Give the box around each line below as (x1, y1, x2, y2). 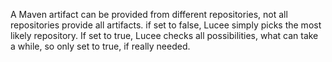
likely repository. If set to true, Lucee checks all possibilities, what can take (10, 30, 319, 41)
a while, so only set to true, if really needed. (10, 40, 191, 52)
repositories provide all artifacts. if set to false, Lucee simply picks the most (10, 19, 322, 31)
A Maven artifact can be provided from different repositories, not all (10, 9, 288, 20)
